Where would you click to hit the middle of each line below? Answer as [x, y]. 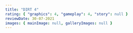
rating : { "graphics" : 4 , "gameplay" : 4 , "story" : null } [66, 14]
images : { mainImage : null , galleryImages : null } [59, 23]
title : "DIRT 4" [22, 9]
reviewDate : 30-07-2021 [30, 18]
